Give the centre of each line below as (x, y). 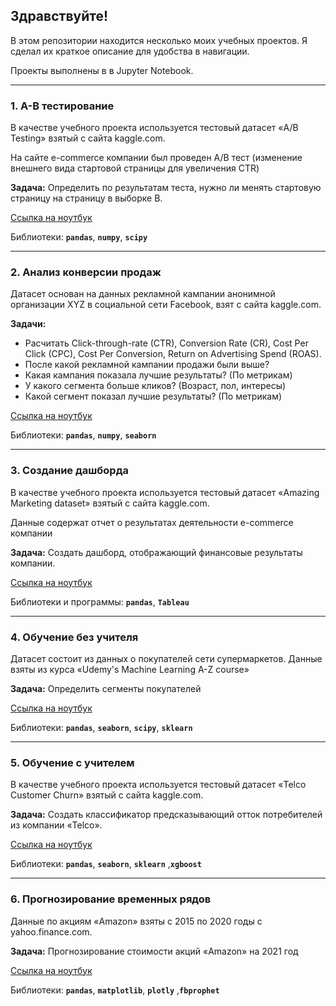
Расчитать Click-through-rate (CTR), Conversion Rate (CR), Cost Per (166, 343)
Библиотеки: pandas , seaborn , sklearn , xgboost (106, 864)
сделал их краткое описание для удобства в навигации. (130, 51)
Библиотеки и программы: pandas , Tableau (100, 601)
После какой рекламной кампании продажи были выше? (147, 365)
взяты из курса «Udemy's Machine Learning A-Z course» (130, 669)
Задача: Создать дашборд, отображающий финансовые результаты (156, 552)
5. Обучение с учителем (72, 762)
